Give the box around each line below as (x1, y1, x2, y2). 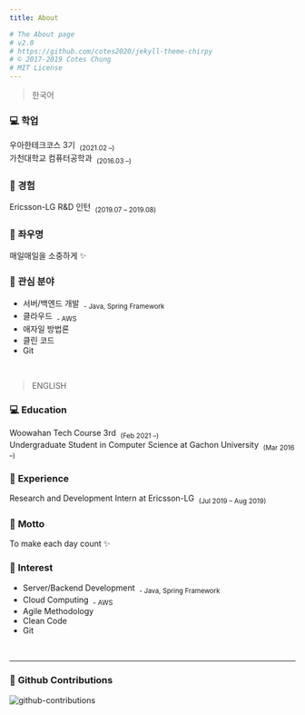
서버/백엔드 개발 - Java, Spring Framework (22, 297, 165, 311)
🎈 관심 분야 (9, 275, 54, 288)
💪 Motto (9, 518, 45, 531)
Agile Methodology (22, 606, 94, 617)
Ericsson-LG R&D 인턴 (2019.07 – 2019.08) (9, 202, 157, 214)
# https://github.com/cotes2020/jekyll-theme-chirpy (9, 46, 213, 55)
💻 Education (9, 403, 68, 416)
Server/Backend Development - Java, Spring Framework (22, 582, 221, 595)
